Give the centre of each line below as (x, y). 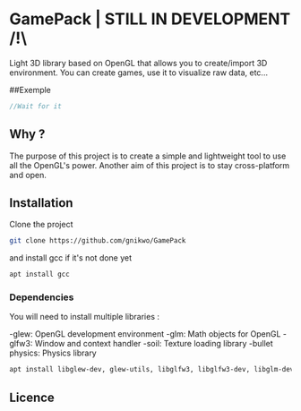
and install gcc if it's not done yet (71, 258)
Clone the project (41, 225)
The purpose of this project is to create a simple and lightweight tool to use (148, 156)
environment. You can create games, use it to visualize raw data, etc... (139, 73)
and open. (28, 175)
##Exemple (30, 90)
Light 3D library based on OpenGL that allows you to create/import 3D (138, 63)
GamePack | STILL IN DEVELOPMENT (150, 19)
